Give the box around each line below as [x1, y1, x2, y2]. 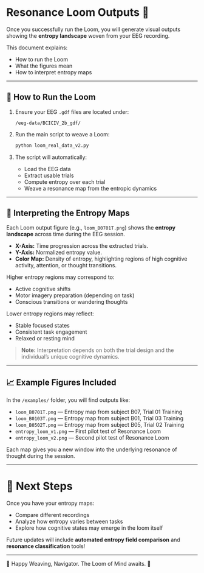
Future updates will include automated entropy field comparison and [6, 536, 180, 544]
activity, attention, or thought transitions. [15, 262, 117, 269]
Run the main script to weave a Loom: [15, 130, 110, 138]
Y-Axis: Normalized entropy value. [15, 249, 102, 256]
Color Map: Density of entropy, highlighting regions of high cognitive [15, 255, 188, 262]
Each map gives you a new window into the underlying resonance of [6, 446, 177, 453]
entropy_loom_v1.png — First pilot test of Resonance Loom [15, 427, 161, 435]
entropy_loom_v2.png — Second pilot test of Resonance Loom [15, 434, 169, 441]
